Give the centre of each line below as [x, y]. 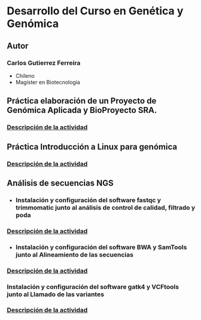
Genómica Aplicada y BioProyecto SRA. [82, 110]
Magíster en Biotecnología [48, 82]
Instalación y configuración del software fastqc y [88, 200]
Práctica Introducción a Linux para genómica [92, 147]
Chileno [25, 75]
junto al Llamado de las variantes [55, 294]
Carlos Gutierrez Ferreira [44, 63]
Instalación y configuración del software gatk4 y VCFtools [93, 287]
